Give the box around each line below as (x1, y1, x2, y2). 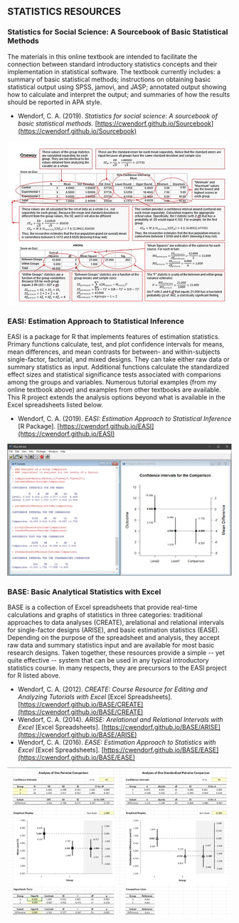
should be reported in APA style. (7, 98, 102, 106)
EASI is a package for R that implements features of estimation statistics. (7, 332, 221, 341)
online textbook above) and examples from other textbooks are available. (7, 385, 222, 394)
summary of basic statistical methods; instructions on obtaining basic (7, 75, 211, 83)
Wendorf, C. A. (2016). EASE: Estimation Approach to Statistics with (17, 738, 216, 747)
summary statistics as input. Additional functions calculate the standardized (7, 362, 230, 371)
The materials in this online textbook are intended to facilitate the (7, 52, 198, 61)
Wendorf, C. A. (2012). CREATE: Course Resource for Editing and (17, 685, 208, 694)
